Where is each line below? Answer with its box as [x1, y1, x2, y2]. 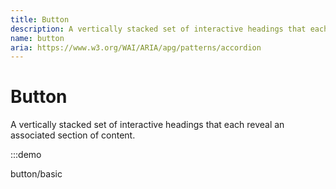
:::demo [10, 149, 42, 161]
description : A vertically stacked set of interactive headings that [10, 24, 307, 34]
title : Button [10, 14, 70, 25]
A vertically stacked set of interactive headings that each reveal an [10, 119, 285, 131]
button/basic [10, 168, 63, 180]
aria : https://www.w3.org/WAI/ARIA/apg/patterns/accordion [10, 42, 262, 53]
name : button [10, 33, 65, 43]
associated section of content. [10, 129, 136, 141]
